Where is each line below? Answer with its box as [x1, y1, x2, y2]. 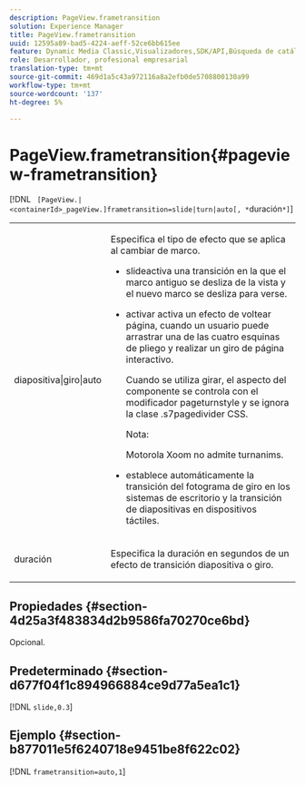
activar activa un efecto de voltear [125, 308, 272, 320]
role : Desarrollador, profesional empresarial [9, 55, 189, 64]
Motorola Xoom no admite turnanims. [125, 448, 284, 461]
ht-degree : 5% [9, 97, 64, 107]
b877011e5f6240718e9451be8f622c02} [9, 741, 241, 758]
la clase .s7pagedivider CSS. [125, 407, 249, 420]
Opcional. [9, 637, 45, 648]
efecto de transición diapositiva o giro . [110, 559, 274, 572]
